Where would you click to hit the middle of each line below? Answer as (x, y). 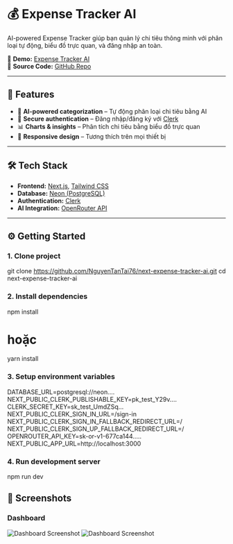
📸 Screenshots (40, 499)
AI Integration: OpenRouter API (62, 208)
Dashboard (26, 518)
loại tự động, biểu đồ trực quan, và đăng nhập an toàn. (85, 45)
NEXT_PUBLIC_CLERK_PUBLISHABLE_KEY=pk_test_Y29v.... (92, 399)
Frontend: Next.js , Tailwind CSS (63, 186)
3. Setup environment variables (61, 377)
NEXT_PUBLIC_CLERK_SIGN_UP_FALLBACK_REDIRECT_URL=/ (96, 429)
